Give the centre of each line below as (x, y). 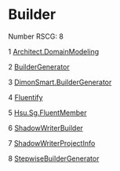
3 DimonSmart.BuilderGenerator (60, 82)
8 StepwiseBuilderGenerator (54, 158)
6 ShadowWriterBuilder (46, 128)
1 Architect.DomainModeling (54, 51)
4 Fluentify (25, 97)
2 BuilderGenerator (39, 67)
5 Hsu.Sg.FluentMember (47, 113)
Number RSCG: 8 (36, 36)
